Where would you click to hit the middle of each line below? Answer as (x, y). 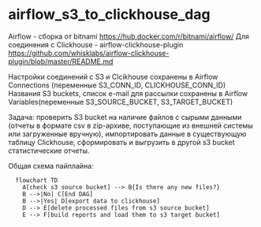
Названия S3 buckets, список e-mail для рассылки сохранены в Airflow (128, 93)
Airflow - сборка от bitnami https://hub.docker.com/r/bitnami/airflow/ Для (129, 36)
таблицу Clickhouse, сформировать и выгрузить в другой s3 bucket (121, 142)
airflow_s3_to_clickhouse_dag (109, 15)
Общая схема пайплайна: (51, 166)
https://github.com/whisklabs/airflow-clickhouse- (89, 53)
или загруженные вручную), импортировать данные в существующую (127, 134)
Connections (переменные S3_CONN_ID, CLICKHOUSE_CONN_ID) (117, 85)
